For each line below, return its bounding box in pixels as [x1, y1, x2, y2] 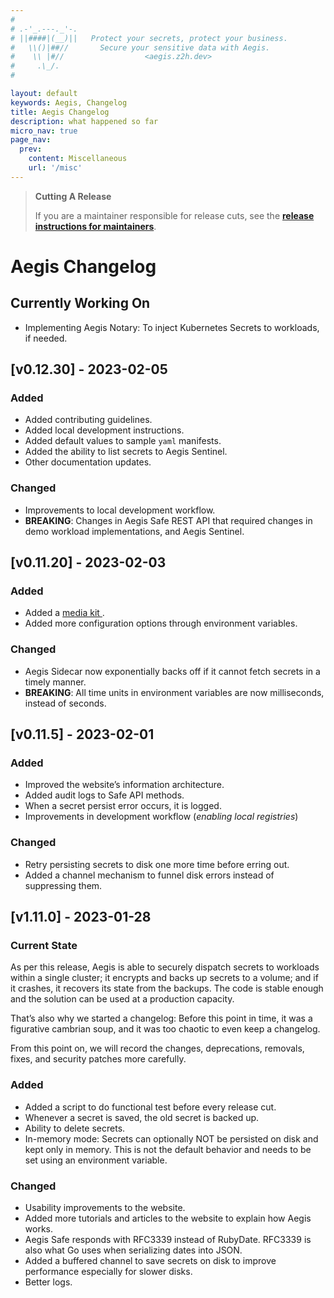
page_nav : [10, 135, 52, 145]
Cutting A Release [34, 190, 112, 202]
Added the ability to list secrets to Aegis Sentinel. [24, 446, 228, 458]
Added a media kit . [24, 607, 105, 619]
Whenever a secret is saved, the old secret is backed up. [24, 1111, 260, 1123]
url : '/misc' [28, 163, 83, 173]
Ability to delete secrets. [24, 1122, 126, 1134]
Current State [10, 939, 78, 953]
